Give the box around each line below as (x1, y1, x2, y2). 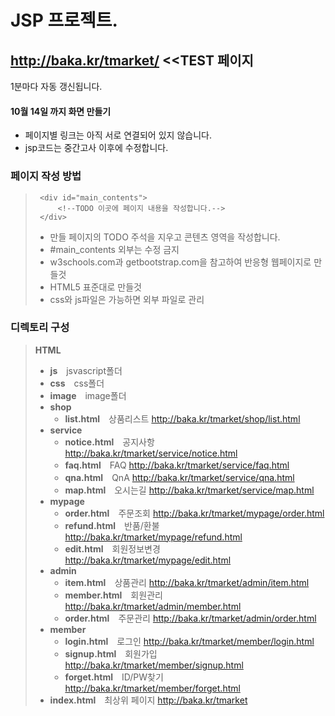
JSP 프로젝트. (10, 9, 118, 32)
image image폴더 (49, 389, 127, 401)
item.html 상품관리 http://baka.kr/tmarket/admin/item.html (64, 576, 310, 588)
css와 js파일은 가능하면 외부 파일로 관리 (49, 293, 205, 305)
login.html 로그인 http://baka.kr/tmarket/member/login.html (64, 635, 315, 647)
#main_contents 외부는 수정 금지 (49, 243, 180, 255)
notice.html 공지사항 (64, 436, 155, 448)
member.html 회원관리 (64, 589, 163, 601)
